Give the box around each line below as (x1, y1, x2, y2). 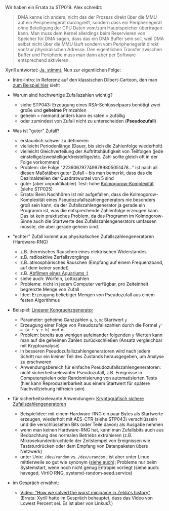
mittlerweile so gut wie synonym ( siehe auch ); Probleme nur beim (20, 459, 157, 465)
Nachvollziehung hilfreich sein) (20, 386, 85, 391)
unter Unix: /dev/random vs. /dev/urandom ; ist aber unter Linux (20, 454, 149, 460)
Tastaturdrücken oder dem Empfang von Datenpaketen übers (20, 443, 148, 449)
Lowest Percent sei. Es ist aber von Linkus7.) (20, 500, 113, 506)
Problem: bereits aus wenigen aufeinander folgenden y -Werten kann (20, 332, 163, 338)
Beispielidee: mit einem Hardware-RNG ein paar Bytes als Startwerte (20, 411, 163, 417)
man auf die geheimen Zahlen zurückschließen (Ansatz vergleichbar (20, 337, 163, 343)
